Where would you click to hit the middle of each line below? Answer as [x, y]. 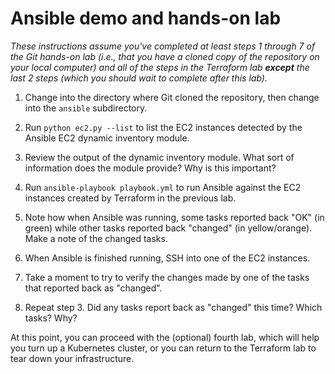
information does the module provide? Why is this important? [150, 168]
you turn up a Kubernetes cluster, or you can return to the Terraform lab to [163, 348]
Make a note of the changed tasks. [96, 238]
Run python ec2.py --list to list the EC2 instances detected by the [163, 127]
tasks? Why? [51, 318]
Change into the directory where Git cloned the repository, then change [172, 97]
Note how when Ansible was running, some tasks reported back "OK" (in [174, 217]
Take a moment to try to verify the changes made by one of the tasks [167, 277]
